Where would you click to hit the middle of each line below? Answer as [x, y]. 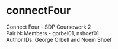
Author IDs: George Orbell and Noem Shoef [59, 39]
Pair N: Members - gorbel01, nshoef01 [52, 33]
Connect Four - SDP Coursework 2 [49, 27]
